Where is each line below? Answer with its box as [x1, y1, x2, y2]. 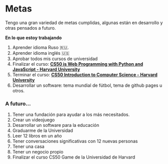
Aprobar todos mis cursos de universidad [12, 56, 98, 62]
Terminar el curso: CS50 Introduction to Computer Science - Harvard [12, 71, 157, 78]
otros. [12, 87, 25, 93]
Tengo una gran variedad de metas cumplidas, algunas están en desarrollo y [5, 20, 163, 26]
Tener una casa [12, 143, 45, 149]
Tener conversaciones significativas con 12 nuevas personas [12, 138, 138, 144]
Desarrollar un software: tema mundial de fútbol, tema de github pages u [12, 82, 162, 88]
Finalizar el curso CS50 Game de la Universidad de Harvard [12, 154, 135, 160]
